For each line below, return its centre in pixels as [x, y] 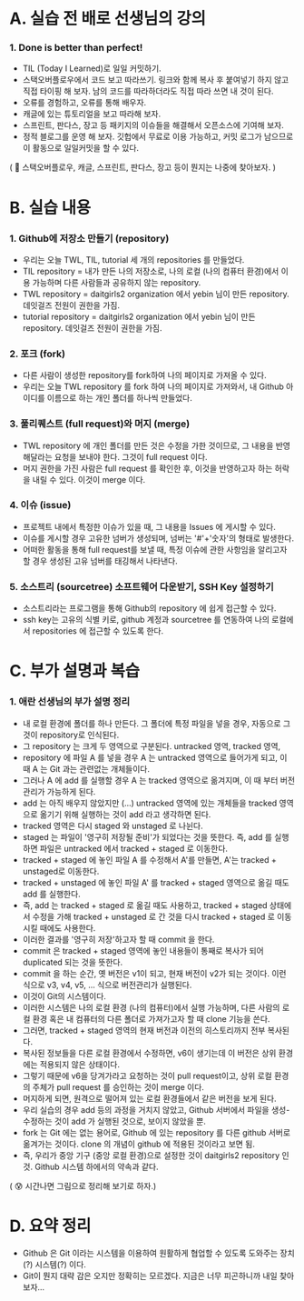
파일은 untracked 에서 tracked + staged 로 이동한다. [134, 848]
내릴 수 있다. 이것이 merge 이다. [89, 479]
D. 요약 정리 [50, 1226]
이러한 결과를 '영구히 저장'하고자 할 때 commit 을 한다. [118, 939]
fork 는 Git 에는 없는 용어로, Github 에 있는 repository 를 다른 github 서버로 [157, 1132]
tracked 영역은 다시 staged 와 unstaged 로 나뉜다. [113, 826]
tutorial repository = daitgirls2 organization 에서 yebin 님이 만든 [139, 316]
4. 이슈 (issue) [40, 505]
